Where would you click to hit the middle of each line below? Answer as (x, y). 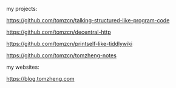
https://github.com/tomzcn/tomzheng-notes (62, 55)
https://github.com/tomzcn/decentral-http (59, 32)
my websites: (23, 67)
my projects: (22, 9)
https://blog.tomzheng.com (40, 79)
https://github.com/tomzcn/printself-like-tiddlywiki (69, 44)
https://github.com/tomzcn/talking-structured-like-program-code (88, 20)
